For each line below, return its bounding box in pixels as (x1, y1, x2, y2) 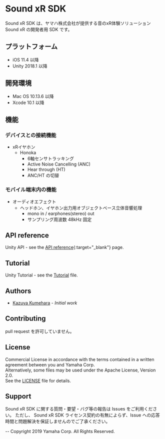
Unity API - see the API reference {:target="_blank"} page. (5, 244, 124, 250)
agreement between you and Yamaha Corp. (5, 361, 95, 367)
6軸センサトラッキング (27, 155, 74, 161)
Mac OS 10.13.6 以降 (12, 93, 54, 99)
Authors (5, 286, 31, 295)
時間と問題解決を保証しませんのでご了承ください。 (5, 418, 110, 424)
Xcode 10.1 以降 (12, 99, 44, 105)
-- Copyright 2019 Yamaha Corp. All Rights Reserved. (5, 428, 115, 434)
